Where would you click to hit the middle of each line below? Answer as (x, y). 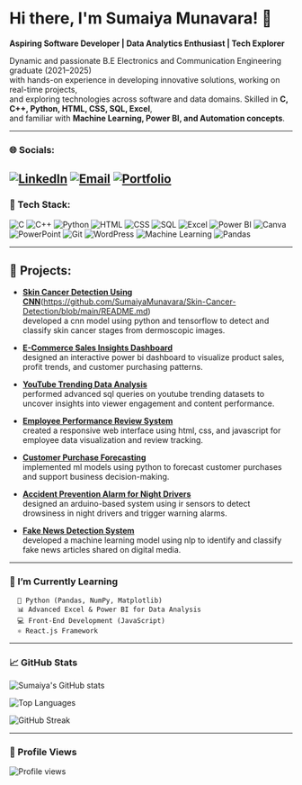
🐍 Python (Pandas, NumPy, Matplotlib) (90, 600)
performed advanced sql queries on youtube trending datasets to (143, 394)
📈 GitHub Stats (44, 663)
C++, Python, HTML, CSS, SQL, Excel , (81, 108)
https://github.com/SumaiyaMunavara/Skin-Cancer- (140, 302)
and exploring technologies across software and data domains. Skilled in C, (149, 99)
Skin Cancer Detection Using (77, 293)
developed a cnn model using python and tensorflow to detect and (146, 321)
